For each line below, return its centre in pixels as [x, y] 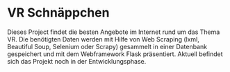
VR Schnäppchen [58, 13]
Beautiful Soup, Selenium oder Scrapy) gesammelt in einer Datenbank [107, 46]
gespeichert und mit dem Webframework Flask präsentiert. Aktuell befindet [115, 54]
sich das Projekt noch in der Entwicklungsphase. [77, 61]
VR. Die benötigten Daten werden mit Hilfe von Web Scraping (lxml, [104, 39]
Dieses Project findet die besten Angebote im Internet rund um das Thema [114, 32]
